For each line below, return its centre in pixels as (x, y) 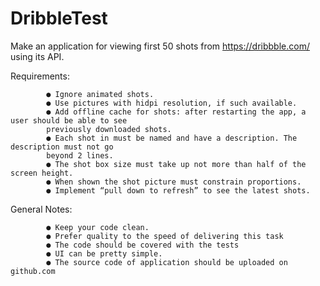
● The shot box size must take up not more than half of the (176, 164)
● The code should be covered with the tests (143, 245)
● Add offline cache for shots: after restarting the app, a (176, 112)
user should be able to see (69, 120)
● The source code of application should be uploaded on (167, 262)
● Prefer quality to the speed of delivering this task (165, 236)
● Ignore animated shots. (100, 94)
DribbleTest (59, 18)
